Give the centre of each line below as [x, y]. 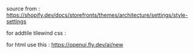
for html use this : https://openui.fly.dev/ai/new [65, 45]
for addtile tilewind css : [36, 33]
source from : [23, 9]
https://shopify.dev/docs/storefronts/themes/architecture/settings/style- [97, 15]
